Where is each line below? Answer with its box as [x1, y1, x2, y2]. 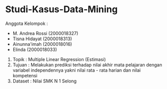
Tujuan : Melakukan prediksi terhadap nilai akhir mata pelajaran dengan [12, 62, 162, 68]
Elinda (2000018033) [12, 46, 58, 52]
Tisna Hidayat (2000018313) [12, 36, 72, 42]
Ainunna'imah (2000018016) [12, 41, 72, 47]
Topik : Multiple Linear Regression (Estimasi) [12, 56, 106, 62]
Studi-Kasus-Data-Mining [5, 4, 118, 15]
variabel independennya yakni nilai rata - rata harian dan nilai [12, 67, 141, 73]
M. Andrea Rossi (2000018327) [12, 30, 78, 36]
